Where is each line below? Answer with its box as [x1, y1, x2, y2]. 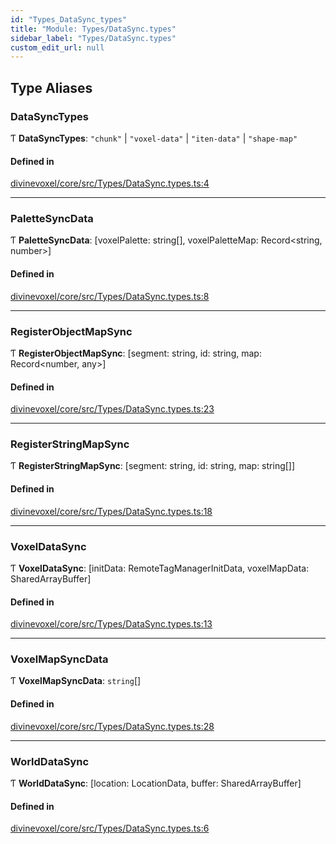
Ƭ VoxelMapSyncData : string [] [10, 675, 142, 687]
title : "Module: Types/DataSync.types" [10, 24, 177, 34]
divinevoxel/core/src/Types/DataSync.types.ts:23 [10, 403, 215, 415]
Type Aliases [10, 79, 93, 96]
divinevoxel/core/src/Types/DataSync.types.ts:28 [10, 720, 215, 732]
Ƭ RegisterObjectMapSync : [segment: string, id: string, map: [10, 347, 262, 359]
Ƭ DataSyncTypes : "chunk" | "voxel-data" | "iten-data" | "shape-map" [10, 132, 298, 144]
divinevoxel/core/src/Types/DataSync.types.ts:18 [10, 505, 213, 517]
